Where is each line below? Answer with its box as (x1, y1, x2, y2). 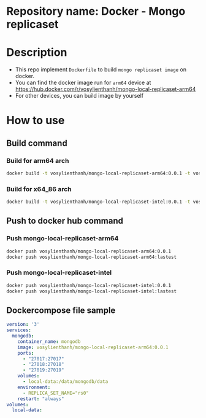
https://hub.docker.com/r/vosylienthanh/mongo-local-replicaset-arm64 (15, 85, 196, 93)
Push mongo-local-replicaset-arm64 (6, 234, 119, 243)
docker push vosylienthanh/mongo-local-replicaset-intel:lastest (6, 288, 177, 294)
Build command (6, 138, 67, 148)
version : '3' (6, 321, 40, 328)
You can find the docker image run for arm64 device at (15, 79, 151, 87)
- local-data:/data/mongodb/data (22, 379, 109, 385)
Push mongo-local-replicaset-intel (6, 269, 112, 277)
